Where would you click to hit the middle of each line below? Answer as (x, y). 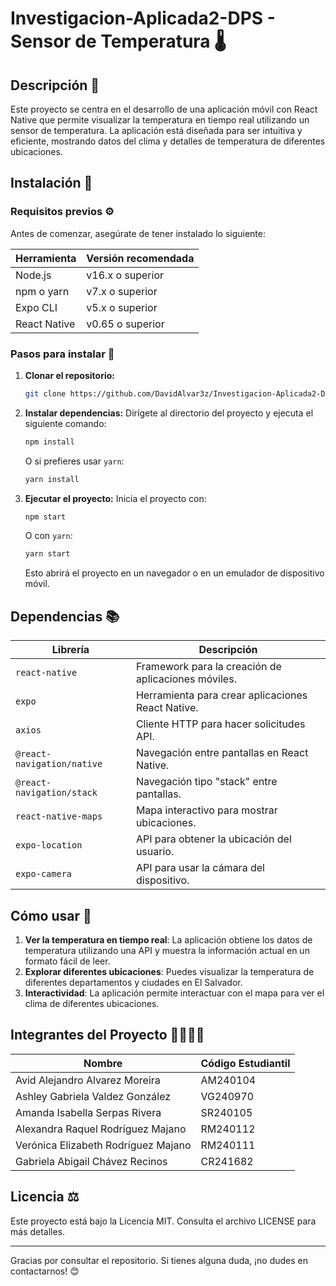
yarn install (52, 479)
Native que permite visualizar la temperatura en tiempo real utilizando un (160, 120)
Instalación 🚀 (51, 183)
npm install (49, 442)
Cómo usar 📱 (51, 915)
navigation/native (59, 764)
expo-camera (44, 874)
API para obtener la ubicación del (213, 839)
